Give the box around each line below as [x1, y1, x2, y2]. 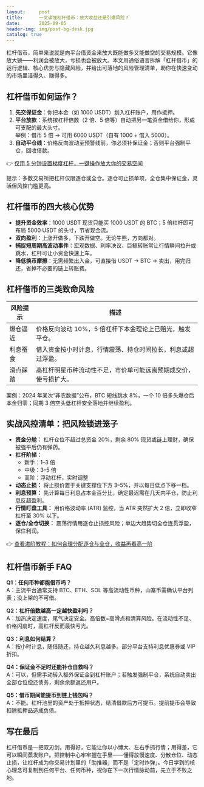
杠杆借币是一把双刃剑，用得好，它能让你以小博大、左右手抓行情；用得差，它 [6, 744, 198, 750]
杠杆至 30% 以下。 [15, 512, 63, 519]
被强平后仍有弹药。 [15, 444, 64, 451]
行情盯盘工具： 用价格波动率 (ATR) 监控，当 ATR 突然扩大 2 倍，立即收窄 [15, 505, 197, 512]
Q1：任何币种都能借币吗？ [6, 579, 72, 586]
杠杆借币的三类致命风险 [6, 284, 94, 295]
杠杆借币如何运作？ [6, 91, 78, 102]
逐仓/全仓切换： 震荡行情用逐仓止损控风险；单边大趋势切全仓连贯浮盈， [15, 520, 195, 527]
